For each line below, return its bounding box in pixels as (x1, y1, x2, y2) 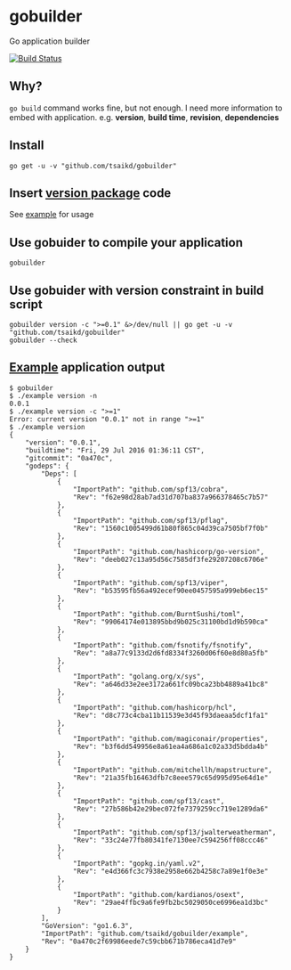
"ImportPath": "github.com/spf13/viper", (72, 578, 229, 587)
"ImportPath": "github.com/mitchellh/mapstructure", (72, 765, 273, 774)
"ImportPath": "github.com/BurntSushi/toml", (72, 609, 245, 618)
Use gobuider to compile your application (9, 234, 243, 250)
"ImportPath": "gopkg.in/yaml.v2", (72, 859, 205, 868)
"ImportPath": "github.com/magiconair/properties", (72, 734, 269, 743)
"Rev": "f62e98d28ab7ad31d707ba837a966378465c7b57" (72, 493, 269, 501)
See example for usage (9, 209, 94, 220)
